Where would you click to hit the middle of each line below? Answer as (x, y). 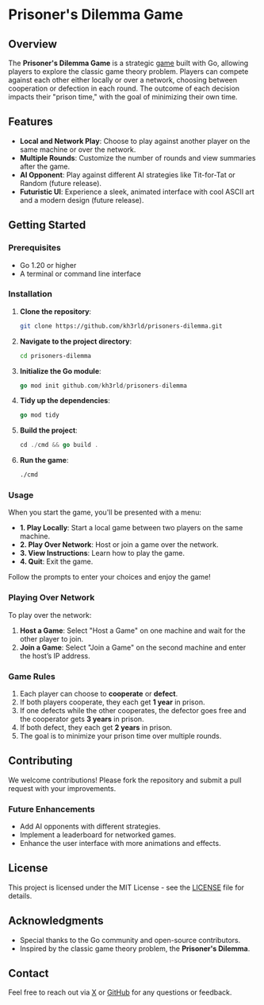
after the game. (45, 166)
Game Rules (32, 676)
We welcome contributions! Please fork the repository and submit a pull (125, 780)
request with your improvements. (62, 788)
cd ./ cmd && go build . (59, 445)
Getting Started (47, 225)
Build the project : (48, 430)
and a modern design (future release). (82, 200)
